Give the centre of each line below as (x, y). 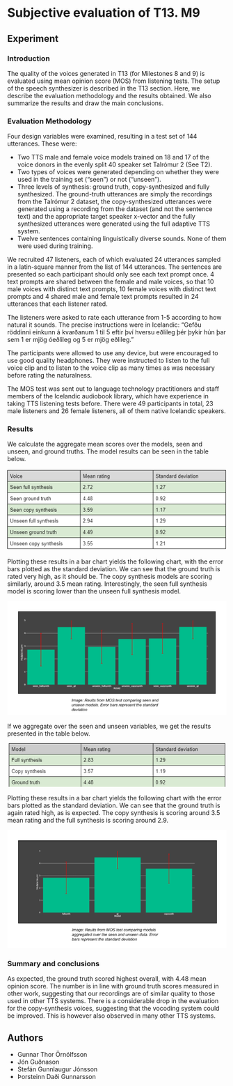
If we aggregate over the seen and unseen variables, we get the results (109, 726)
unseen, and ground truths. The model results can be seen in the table (108, 451)
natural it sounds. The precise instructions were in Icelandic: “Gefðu (104, 325)
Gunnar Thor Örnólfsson (52, 1055)
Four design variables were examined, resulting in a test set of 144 (102, 137)
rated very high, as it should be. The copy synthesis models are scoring (110, 576)
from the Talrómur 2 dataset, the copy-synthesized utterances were (114, 202)
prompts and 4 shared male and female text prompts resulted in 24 (103, 297)
